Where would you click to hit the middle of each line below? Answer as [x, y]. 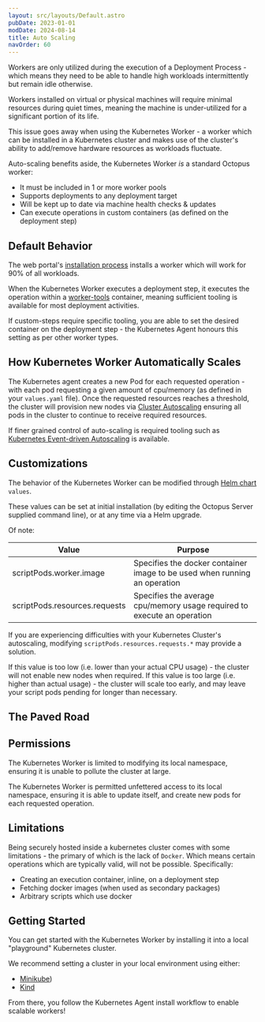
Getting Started [47, 920]
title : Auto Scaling [42, 38]
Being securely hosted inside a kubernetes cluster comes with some [119, 847]
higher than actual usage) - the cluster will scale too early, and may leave [127, 684]
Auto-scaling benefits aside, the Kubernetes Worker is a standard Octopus [129, 164]
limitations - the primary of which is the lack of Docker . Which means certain [132, 855]
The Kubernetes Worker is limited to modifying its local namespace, [118, 763]
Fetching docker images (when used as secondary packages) [120, 888]
